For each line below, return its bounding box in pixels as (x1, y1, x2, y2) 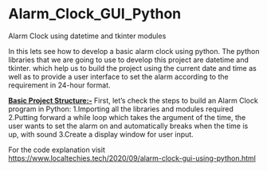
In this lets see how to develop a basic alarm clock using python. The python (8, 46, 260, 56)
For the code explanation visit (8, 145, 105, 154)
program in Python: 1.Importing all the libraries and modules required (8, 104, 234, 114)
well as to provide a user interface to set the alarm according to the (8, 72, 229, 81)
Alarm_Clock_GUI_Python (8, 5, 182, 23)
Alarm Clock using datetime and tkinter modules (8, 31, 167, 41)
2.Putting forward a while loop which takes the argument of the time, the (8, 112, 246, 122)
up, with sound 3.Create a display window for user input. (8, 129, 194, 139)
